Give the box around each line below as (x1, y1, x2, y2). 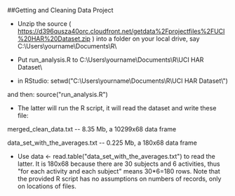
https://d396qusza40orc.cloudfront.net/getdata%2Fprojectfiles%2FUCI (17, 27, 225, 35)
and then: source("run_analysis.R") (7, 91, 109, 98)
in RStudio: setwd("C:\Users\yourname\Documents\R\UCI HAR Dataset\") (17, 77, 228, 85)
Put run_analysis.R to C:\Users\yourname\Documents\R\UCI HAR (17, 55, 204, 64)
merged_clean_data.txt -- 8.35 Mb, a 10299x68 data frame (7, 125, 177, 133)
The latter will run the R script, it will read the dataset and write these (17, 104, 217, 112)
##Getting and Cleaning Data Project (7, 6, 114, 14)
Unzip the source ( (17, 20, 72, 27)
